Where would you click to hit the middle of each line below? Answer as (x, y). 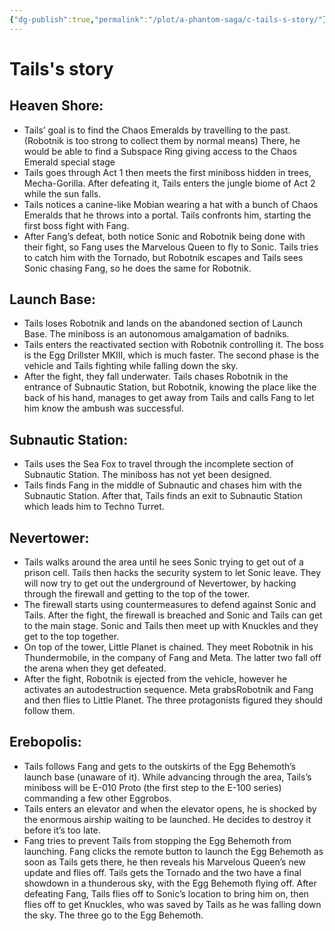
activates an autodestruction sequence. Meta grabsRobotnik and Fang (168, 690)
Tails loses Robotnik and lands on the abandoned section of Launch (163, 323)
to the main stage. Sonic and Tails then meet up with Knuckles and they (171, 626)
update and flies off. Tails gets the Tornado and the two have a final (162, 872)
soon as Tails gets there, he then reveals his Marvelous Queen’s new (165, 862)
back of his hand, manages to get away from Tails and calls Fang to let (169, 398)
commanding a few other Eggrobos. (97, 798)
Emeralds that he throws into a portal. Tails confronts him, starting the (167, 215)
